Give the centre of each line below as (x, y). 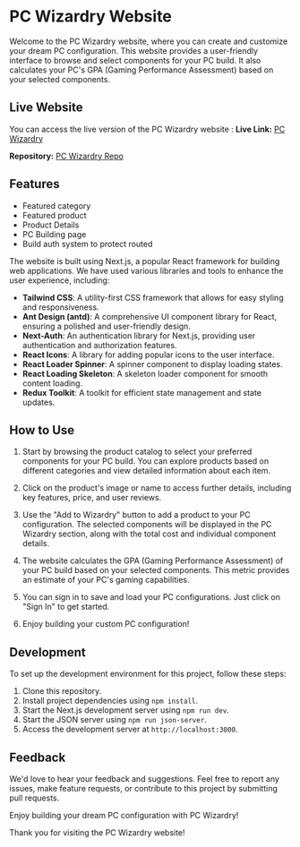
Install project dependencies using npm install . (110, 701)
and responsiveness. (61, 307)
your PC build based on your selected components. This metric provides (156, 570)
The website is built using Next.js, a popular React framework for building (145, 261)
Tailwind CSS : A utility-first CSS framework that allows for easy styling (153, 297)
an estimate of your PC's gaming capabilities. (106, 580)
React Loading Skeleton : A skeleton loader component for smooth (145, 373)
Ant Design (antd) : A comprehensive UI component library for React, (150, 316)
